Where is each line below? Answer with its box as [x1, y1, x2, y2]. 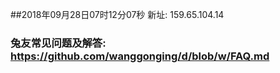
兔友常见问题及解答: [10, 36, 107, 50]
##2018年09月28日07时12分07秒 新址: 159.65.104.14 [10, 9, 225, 20]
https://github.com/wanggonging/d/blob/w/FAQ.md [10, 49, 270, 63]
